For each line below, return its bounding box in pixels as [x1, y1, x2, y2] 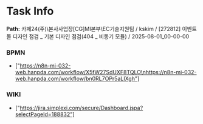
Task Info [6, 4, 54, 18]
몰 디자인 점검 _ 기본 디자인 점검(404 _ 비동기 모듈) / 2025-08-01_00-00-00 [6, 32, 190, 40]
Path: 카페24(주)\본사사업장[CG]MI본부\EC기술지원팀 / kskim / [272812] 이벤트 [6, 25, 198, 32]
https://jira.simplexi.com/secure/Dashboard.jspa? [19, 104, 143, 111]
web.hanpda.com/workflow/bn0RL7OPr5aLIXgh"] [15, 75, 140, 83]
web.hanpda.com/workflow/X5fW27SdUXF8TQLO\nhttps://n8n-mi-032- [15, 69, 197, 76]
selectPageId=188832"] [15, 111, 75, 118]
